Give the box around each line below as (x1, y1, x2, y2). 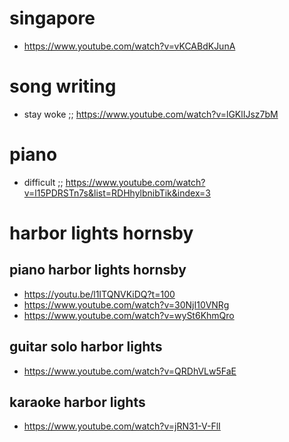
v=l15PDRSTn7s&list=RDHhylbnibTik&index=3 (23, 187, 211, 199)
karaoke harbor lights (9, 394, 146, 411)
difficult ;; (23, 176, 64, 188)
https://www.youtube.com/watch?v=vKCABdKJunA (23, 40, 236, 52)
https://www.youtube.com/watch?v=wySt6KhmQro (23, 309, 235, 321)
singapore (9, 7, 96, 30)
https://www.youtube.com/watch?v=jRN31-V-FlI (23, 420, 221, 432)
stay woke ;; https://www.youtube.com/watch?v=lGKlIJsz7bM (23, 108, 279, 120)
